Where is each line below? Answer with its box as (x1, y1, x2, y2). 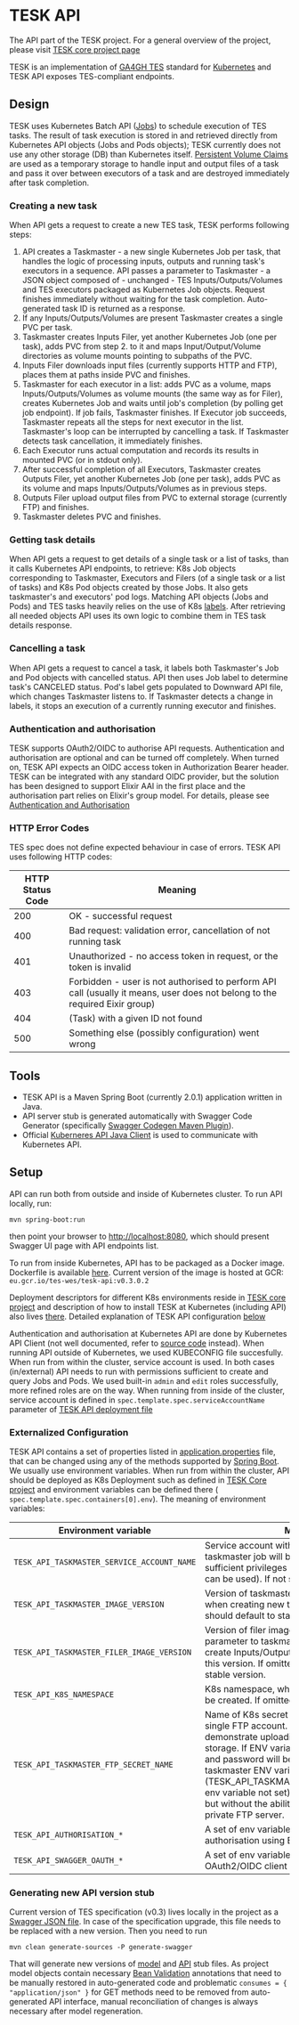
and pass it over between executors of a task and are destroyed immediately (9, 167, 290, 178)
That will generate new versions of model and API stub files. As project (9, 1958, 270, 1969)
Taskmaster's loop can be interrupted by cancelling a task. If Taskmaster (21, 427, 289, 437)
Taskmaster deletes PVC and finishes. (21, 511, 162, 522)
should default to (204, 1609, 276, 1622)
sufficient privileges (204, 1562, 287, 1574)
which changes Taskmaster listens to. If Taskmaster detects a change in (9, 691, 274, 702)
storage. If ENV (204, 1742, 269, 1754)
